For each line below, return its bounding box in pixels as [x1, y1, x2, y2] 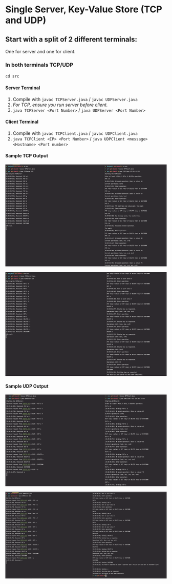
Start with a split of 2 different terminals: [5, 35, 137, 44]
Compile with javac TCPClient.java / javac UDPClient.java [12, 130, 138, 136]
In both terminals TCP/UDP [5, 61, 73, 68]
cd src [5, 74, 19, 79]
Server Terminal [5, 85, 40, 91]
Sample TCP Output [5, 153, 49, 159]
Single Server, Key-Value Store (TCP [5, 4, 162, 15]
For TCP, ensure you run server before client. [12, 102, 108, 108]
